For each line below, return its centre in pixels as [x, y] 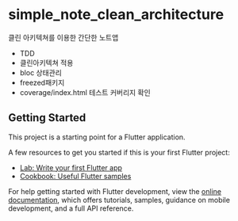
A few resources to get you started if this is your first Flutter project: [119, 152]
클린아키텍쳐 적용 [46, 63]
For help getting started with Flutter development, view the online [115, 191]
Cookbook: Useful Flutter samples [75, 176]
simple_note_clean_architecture [116, 15]
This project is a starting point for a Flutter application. [97, 137]
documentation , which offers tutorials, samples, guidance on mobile [119, 200]
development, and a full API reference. [71, 208]
